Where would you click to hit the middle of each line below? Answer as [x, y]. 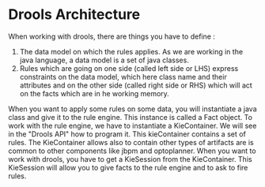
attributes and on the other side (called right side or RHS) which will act [136, 85]
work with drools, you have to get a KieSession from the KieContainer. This [130, 159]
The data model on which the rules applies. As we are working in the [131, 51]
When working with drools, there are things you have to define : [112, 36]
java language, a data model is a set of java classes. [104, 60]
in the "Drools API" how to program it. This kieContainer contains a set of [127, 134]
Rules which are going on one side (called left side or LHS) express [129, 68]
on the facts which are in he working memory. [95, 93]
